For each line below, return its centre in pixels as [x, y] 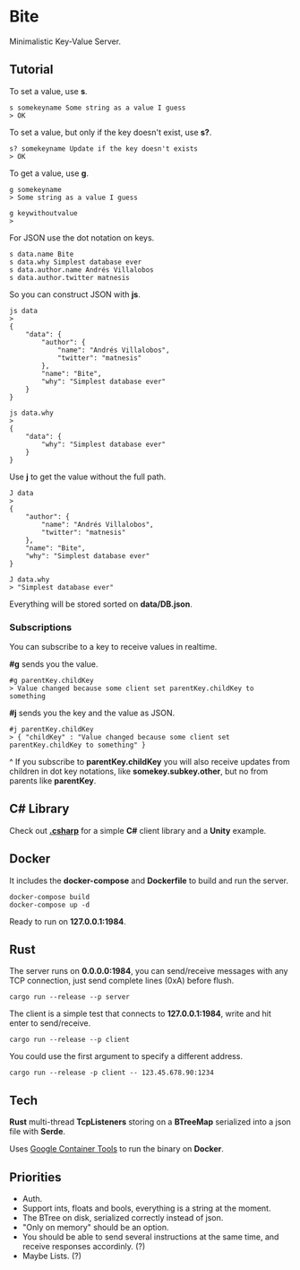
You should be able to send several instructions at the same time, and [150, 1237]
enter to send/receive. [50, 1023]
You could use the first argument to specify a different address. [126, 1056]
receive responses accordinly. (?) [84, 1247]
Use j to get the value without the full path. [88, 477]
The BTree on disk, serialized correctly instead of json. [123, 1218]
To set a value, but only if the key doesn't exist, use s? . [111, 132]
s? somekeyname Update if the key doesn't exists [104, 149]
